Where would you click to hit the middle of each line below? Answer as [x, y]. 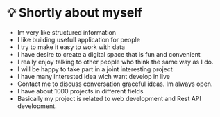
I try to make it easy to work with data [71, 47]
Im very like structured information [67, 32]
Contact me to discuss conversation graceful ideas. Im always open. [115, 84]
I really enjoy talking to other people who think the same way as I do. [115, 62]
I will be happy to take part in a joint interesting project [95, 69]
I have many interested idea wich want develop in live [93, 76]
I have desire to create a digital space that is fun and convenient [109, 54]
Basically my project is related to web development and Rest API [109, 98]
